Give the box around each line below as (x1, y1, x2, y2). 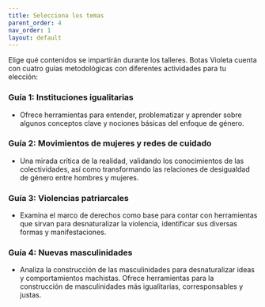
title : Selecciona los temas (8, 11, 104, 20)
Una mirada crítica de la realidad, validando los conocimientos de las (19, 156, 244, 165)
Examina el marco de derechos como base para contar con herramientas (19, 210, 258, 220)
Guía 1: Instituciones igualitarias (8, 92, 134, 103)
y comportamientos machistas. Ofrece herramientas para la (19, 274, 214, 283)
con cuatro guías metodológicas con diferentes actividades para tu (8, 64, 227, 74)
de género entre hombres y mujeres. (19, 172, 139, 182)
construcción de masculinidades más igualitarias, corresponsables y (19, 282, 244, 291)
